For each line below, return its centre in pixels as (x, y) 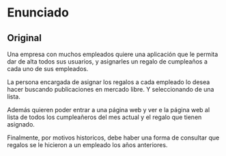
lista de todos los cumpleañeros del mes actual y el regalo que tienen (104, 117)
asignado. (21, 124)
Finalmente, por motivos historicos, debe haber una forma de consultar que (113, 138)
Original (25, 38)
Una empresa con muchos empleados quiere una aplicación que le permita (113, 54)
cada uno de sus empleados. (48, 69)
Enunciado (38, 13)
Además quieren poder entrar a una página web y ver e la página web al (109, 110)
